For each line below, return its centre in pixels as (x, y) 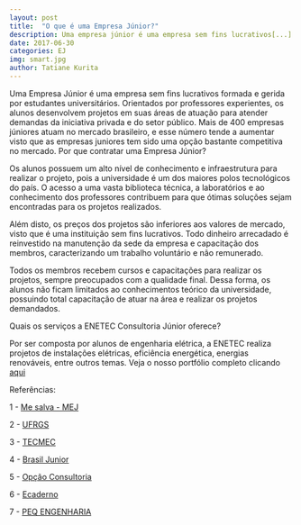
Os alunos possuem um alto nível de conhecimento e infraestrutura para (143, 168)
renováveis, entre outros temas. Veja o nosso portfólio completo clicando (145, 362)
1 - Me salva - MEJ (44, 407)
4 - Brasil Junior (39, 459)
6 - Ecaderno (34, 494)
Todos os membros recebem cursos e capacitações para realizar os (136, 270)
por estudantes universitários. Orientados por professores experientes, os (146, 103)
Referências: (33, 389)
